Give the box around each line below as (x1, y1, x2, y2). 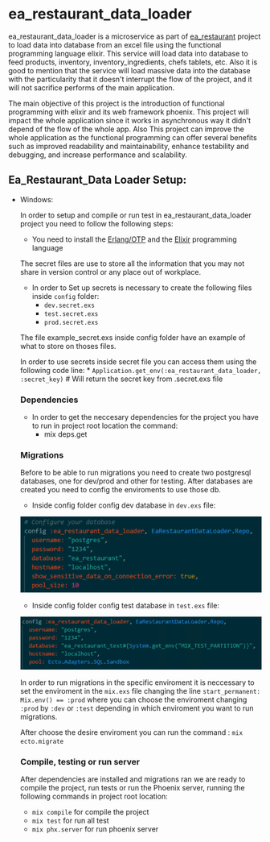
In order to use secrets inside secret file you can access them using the (19, 356, 257, 367)
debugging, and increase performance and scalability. (8, 150, 187, 160)
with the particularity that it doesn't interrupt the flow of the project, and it (8, 74, 252, 84)
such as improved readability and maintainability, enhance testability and (8, 141, 249, 151)
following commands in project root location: (19, 791, 168, 801)
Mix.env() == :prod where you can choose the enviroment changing (19, 695, 247, 704)
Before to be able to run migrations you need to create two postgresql (19, 468, 252, 478)
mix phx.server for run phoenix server (31, 823, 159, 834)
